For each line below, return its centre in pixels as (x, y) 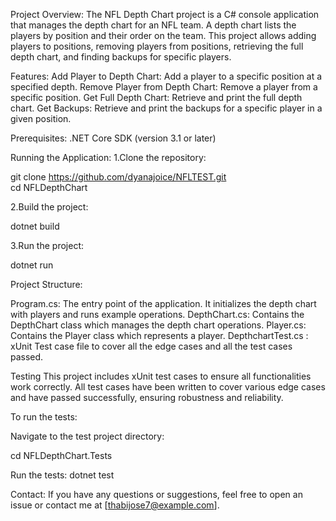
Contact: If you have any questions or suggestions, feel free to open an (156, 494)
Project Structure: (46, 284)
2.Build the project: (49, 207)
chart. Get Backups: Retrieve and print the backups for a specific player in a (166, 108)
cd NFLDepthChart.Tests (61, 455)
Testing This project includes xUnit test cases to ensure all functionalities (161, 376)
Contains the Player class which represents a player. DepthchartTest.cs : (159, 335)
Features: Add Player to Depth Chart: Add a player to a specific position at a (166, 76)
